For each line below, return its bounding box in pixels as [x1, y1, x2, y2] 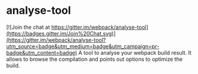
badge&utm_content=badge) [6, 49, 77, 56]
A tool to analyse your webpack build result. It [78, 49, 192, 56]
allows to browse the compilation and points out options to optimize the [6, 55, 183, 63]
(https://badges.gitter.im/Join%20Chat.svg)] [6, 29, 116, 37]
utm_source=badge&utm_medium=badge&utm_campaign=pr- [6, 43, 160, 50]
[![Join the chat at [6, 23, 50, 31]
